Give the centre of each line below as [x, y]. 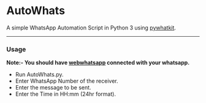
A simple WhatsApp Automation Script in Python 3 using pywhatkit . [91, 28]
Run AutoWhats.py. [39, 75]
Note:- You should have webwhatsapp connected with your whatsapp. [98, 63]
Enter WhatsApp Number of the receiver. [67, 81]
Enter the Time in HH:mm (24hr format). [66, 94]
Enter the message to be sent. [53, 88]
